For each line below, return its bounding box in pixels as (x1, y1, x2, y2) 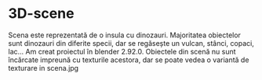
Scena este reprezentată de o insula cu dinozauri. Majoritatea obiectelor (8, 30, 242, 40)
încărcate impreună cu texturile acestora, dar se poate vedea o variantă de (8, 55, 249, 64)
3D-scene (8, 5, 75, 23)
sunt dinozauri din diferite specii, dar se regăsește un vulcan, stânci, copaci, (8, 38, 255, 47)
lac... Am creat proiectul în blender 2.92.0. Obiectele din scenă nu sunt (8, 47, 237, 56)
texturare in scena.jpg (8, 63, 79, 72)
